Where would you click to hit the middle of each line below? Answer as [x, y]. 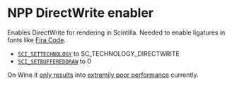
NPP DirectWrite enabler [81, 13]
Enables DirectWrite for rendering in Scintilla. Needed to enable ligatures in [116, 32]
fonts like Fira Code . [36, 39]
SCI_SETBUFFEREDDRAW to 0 [54, 61]
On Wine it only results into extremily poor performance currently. [103, 75]
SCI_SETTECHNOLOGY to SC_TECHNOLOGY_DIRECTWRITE [99, 54]
